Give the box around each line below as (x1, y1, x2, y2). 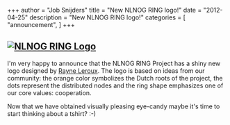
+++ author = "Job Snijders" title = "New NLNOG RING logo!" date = (7, 6, 202, 14)
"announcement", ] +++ (7, 21, 75, 28)
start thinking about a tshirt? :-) (7, 109, 96, 117)
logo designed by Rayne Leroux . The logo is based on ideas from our (7, 66, 205, 75)
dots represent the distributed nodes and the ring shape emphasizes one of (7, 81, 224, 90)
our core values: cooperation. (7, 88, 92, 97)
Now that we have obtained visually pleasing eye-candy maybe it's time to (7, 102, 220, 110)
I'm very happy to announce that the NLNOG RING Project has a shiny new (7, 59, 221, 67)
